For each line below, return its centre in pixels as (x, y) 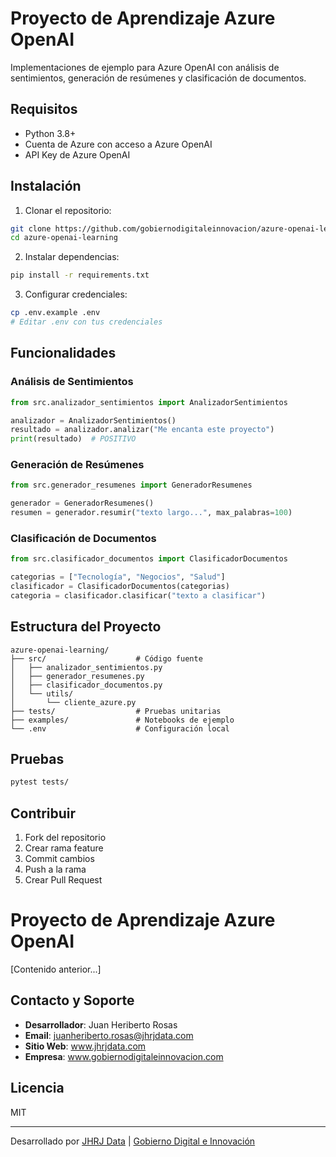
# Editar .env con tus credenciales (86, 322)
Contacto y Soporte (72, 1000)
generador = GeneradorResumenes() (82, 503)
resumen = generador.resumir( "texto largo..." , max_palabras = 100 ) (151, 513)
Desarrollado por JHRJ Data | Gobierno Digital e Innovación (133, 1141)
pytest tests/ (40, 782)
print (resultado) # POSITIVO (73, 439)
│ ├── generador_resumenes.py (77, 676)
